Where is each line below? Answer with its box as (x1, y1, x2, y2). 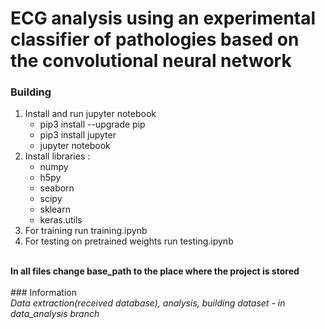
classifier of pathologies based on (10, 28, 300, 51)
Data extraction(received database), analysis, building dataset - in (10, 297, 286, 309)
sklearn (39, 203, 71, 216)
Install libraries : (24, 150, 91, 162)
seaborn (39, 182, 75, 194)
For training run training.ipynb (24, 225, 148, 237)
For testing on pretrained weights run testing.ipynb (24, 235, 234, 247)
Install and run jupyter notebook (24, 108, 157, 120)
